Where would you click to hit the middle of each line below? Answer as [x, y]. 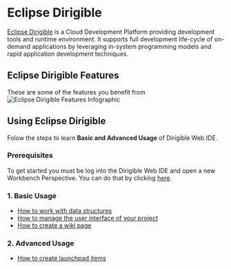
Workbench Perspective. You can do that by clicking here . [90, 178]
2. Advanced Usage [41, 243]
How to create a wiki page [54, 226]
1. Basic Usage [32, 196]
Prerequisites [30, 155]
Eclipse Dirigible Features [63, 76]
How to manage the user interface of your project [88, 218]
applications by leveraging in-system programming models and [122, 46]
